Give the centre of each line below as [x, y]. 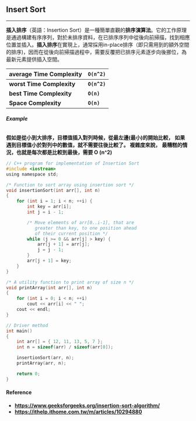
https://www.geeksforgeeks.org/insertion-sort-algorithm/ [87, 405]
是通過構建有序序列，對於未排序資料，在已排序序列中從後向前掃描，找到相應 [98, 37]
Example [17, 119]
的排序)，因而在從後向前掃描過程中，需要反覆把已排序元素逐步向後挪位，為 [97, 52]
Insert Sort [26, 10]
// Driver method [27, 325]
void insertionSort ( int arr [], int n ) [53, 190]
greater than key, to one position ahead [86, 228]
